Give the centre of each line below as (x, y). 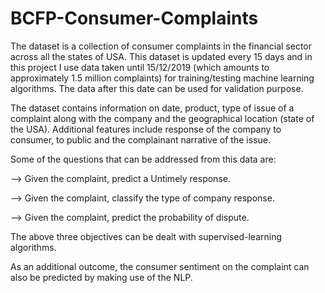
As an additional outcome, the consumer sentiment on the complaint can (160, 266)
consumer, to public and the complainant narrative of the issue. (140, 139)
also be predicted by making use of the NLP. (101, 277)
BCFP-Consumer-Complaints (134, 18)
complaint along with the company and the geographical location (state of (162, 118)
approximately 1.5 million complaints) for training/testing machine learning (162, 78)
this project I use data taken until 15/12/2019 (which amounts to (140, 67)
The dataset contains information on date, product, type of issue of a (152, 108)
